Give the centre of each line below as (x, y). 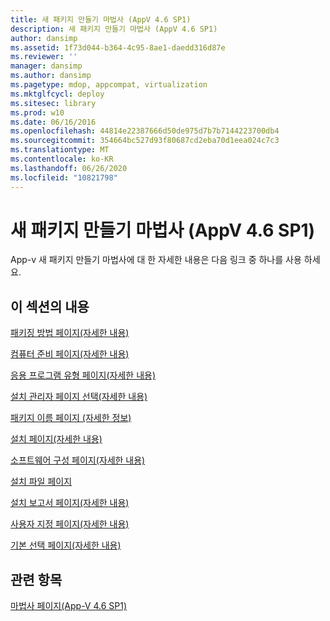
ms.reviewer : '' (44, 57)
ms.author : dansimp (51, 76)
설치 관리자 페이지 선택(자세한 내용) (79, 397)
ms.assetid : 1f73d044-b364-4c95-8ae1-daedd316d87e (118, 47)
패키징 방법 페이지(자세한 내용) (70, 333)
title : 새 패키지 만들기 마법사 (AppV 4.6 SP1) (101, 19)
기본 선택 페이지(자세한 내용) (66, 545)
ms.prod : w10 (37, 112)
